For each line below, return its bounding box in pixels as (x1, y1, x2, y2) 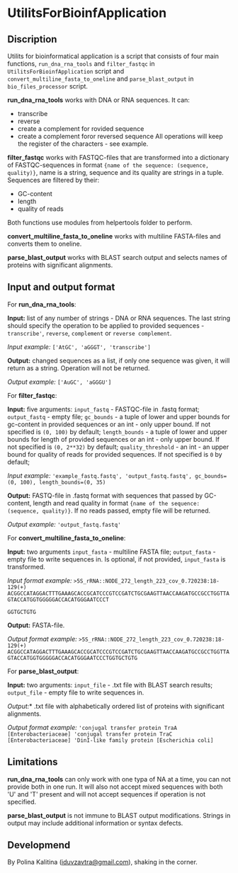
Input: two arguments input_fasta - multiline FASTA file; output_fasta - (7, 547, 216, 556)
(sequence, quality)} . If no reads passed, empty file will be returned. (7, 506, 211, 515)
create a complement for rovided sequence (17, 125, 144, 132)
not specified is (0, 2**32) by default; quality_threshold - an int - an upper (7, 443, 229, 451)
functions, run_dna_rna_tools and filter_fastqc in (7, 59, 155, 68)
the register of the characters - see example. (17, 139, 149, 148)
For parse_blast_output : (7, 667, 79, 675)
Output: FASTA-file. (7, 621, 65, 629)
